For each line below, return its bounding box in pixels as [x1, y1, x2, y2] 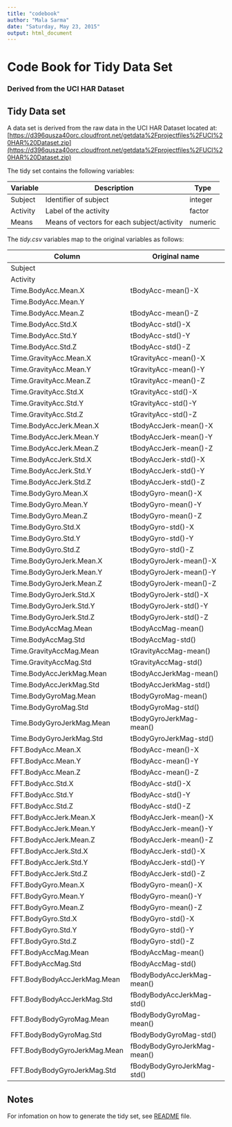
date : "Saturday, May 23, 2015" [7, 23, 100, 30]
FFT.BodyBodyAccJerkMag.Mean [10, 975, 121, 984]
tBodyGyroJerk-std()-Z [130, 613, 209, 622]
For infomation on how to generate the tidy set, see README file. [7, 1112, 192, 1120]
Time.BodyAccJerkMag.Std [10, 680, 100, 690]
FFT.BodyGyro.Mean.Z [10, 902, 84, 912]
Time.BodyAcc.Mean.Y [10, 297, 85, 307]
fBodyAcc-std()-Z [130, 801, 191, 811]
